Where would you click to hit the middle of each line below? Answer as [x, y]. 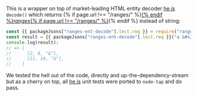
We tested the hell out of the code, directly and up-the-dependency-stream [97, 75]
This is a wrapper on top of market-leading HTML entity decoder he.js [91, 8]
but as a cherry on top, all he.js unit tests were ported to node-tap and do [94, 82]
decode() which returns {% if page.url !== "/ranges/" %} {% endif [84, 15]
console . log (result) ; [33, 42]
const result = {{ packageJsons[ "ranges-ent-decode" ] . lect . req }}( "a [93, 37]
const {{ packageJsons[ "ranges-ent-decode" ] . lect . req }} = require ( [91, 32]
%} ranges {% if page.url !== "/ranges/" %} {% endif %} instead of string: [93, 21]
